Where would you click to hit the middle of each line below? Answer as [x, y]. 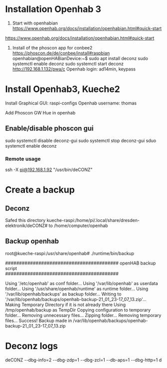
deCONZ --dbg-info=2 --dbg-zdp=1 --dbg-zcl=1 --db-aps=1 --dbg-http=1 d [83, 360]
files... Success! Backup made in [39, 320]
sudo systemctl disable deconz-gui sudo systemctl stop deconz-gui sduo [81, 140]
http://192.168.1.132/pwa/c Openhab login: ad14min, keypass [74, 69]
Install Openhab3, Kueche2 [63, 89]
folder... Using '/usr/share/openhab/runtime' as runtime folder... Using [77, 288]
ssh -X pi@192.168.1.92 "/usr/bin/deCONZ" [49, 169]
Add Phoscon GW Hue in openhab [40, 112]
